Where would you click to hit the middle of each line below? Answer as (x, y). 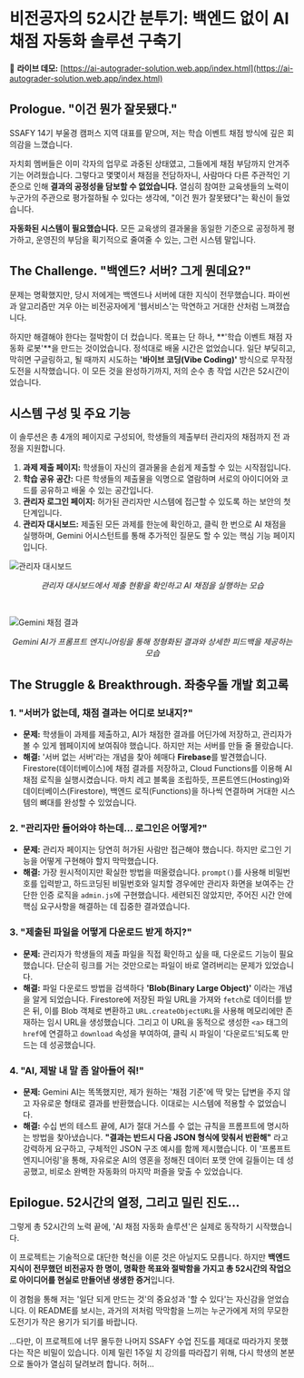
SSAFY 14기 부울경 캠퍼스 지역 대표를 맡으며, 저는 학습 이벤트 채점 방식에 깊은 (147, 133)
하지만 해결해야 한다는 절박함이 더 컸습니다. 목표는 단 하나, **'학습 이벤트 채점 (146, 336)
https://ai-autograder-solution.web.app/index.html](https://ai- (178, 68)
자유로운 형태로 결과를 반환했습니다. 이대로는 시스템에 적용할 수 (144, 1103)
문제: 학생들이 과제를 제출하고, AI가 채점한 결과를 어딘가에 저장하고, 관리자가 (157, 734)
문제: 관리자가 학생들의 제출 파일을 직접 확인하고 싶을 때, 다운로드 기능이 (150, 954)
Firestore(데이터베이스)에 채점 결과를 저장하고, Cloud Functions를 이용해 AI (157, 768)
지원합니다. (46, 448)
